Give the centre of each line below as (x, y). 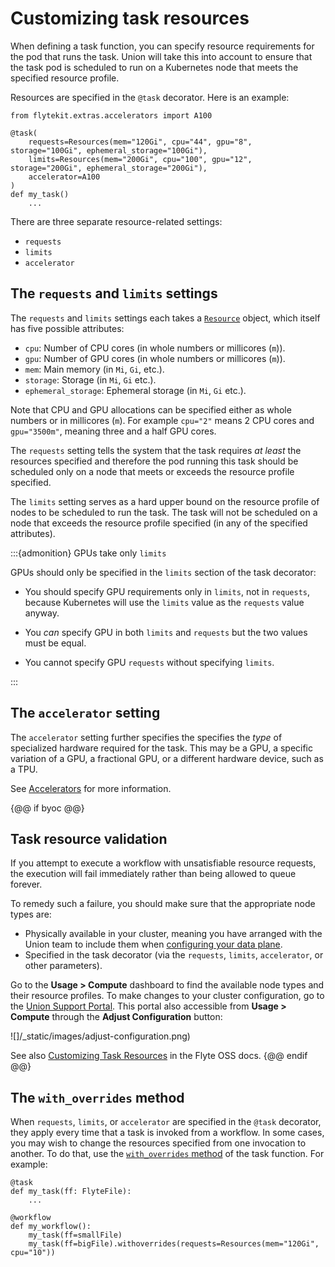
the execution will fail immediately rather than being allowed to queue (153, 874)
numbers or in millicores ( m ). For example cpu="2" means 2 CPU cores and (162, 420)
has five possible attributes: (67, 328)
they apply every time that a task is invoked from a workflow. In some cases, (167, 1133)
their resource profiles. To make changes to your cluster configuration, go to (167, 996)
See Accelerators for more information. (91, 788)
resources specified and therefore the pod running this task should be (154, 461)
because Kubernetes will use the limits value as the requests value (164, 602)
